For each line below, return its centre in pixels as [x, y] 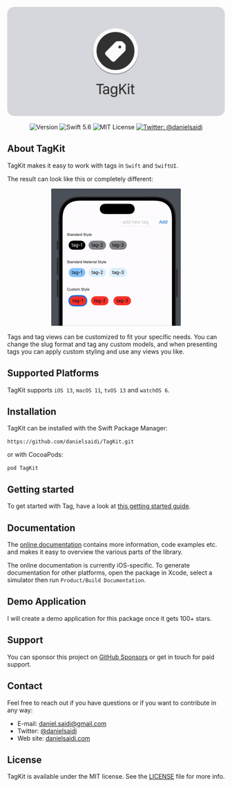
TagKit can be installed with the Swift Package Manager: [87, 428]
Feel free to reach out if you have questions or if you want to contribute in [112, 703]
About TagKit [36, 149]
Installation [32, 412]
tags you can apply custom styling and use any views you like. [96, 351]
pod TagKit [23, 468]
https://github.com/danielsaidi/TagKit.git [71, 442]
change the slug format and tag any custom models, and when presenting [112, 344]
